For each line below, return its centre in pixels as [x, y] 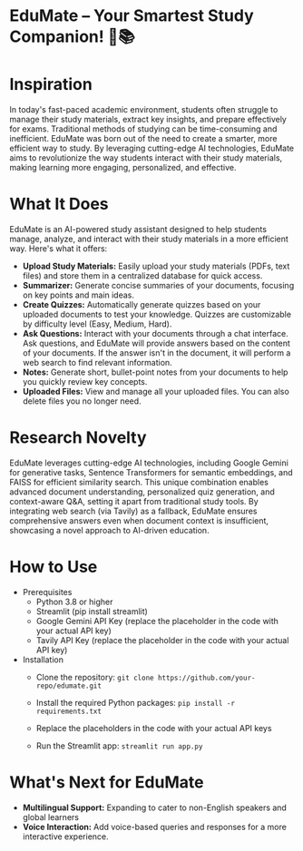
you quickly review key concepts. [85, 382]
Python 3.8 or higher [74, 602]
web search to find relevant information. [97, 363]
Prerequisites [47, 592]
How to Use [54, 567]
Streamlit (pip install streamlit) [92, 611]
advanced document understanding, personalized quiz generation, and [142, 492]
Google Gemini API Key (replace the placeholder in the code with [157, 621]
